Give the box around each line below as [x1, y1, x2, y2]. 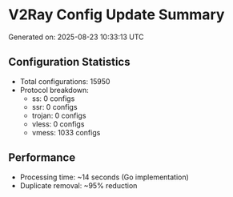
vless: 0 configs [31, 119, 85, 129]
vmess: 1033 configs [31, 127, 101, 137]
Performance [8, 151, 76, 165]
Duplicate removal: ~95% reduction [19, 180, 138, 190]
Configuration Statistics [8, 55, 131, 69]
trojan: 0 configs [31, 111, 86, 120]
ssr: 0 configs [31, 102, 78, 111]
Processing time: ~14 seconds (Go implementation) [19, 172, 190, 182]
